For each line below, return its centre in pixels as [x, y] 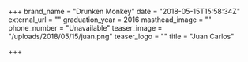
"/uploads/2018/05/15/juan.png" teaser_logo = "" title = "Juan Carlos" [121, 36]
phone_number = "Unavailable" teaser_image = [85, 28]
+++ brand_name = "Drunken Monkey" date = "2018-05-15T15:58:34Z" [124, 11]
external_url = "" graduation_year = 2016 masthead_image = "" [110, 20]
